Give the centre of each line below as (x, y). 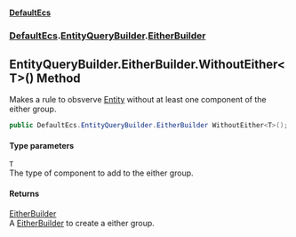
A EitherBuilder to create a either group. (82, 223)
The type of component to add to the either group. (101, 173)
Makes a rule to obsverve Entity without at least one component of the (138, 100)
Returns (24, 193)
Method (59, 78)
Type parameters (42, 145)
